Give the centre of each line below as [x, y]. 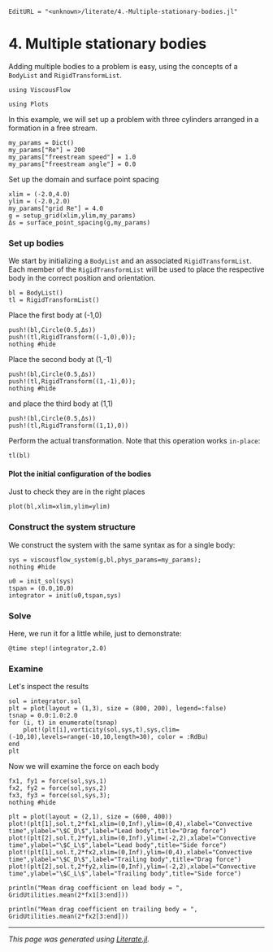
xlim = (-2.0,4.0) [39, 194]
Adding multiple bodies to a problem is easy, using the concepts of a [123, 66]
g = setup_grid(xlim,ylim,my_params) [72, 216]
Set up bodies [36, 242]
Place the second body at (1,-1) [60, 360]
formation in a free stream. [53, 128]
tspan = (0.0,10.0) [41, 588]
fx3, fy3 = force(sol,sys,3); [60, 796]
